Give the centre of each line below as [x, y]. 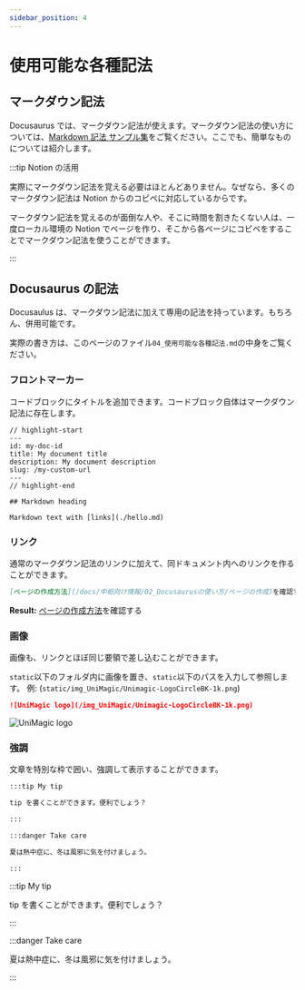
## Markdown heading [49, 501]
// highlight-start [46, 430]
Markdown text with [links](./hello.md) [87, 517]
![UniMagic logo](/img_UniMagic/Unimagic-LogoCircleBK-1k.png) [132, 706]
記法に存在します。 [45, 413]
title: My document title [58, 454]
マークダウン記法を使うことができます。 [100, 240]
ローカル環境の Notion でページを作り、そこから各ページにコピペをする [151, 229]
